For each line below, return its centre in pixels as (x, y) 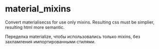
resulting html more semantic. (35, 27)
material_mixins (38, 9)
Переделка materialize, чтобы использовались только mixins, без (73, 37)
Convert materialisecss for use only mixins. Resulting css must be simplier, (80, 22)
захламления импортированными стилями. (50, 41)
